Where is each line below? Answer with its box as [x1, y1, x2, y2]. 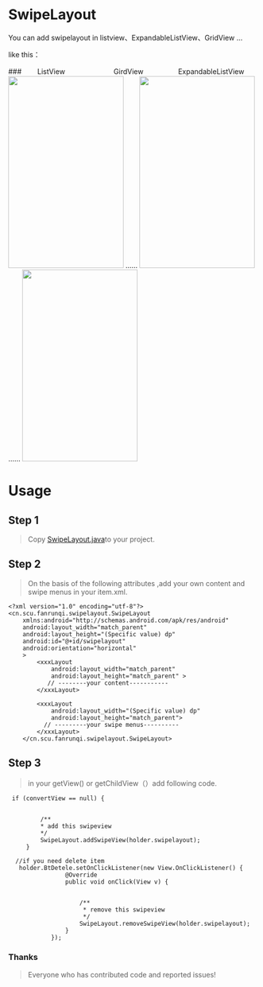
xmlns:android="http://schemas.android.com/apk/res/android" [22, 616, 229, 624]
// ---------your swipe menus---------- [43, 721, 180, 729]
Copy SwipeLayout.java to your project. [27, 534, 155, 544]
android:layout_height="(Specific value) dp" [22, 630, 176, 638]
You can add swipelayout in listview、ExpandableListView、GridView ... [8, 33, 243, 42]
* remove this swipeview [83, 905, 165, 914]
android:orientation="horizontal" [22, 644, 137, 652]
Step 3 [8, 756, 41, 770]
